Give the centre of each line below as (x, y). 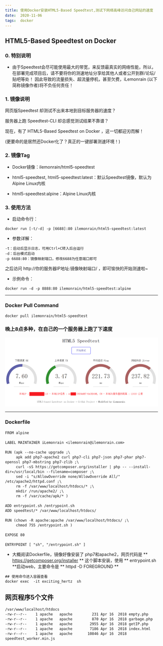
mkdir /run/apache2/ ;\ (40, 491)
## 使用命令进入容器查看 (26, 576)
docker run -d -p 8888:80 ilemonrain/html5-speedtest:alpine (68, 288)
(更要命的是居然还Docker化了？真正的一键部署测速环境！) (63, 141)
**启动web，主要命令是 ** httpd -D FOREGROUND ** (65, 566)
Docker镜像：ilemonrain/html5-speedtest (53, 167)
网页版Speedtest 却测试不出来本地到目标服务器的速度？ (61, 111)
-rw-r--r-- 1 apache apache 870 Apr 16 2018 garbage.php (79, 619)
